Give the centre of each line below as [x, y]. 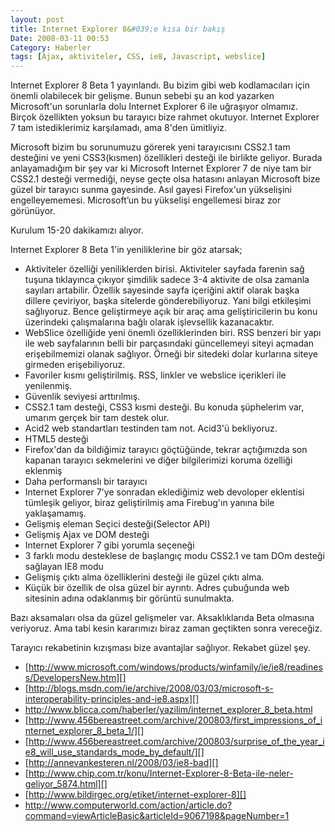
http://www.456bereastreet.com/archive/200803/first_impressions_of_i [175, 720]
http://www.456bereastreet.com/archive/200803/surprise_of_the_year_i [176, 742]
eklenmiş [43, 471]
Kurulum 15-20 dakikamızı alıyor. [77, 230]
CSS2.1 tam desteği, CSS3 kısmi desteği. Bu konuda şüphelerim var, [164, 407]
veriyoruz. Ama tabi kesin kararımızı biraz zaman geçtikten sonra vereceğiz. [166, 628]
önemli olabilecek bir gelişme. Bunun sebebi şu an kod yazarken [142, 96]
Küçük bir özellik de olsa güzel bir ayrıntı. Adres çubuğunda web [157, 588]
